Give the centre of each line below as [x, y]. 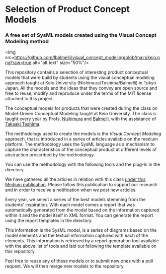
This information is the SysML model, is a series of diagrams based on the [81, 230]
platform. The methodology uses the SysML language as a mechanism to [80, 144]
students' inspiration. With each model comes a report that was [70, 205]
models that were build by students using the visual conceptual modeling [80, 77]
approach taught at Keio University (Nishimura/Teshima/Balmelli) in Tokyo [81, 83]
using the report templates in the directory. [49, 221]
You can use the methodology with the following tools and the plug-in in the [83, 164]
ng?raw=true [18, 63]
